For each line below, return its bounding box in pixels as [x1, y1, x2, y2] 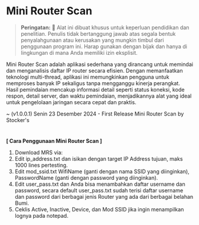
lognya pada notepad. [14, 212, 69, 220]
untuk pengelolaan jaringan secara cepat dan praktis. [6, 98, 137, 105]
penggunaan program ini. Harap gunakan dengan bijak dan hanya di [20, 43, 187, 50]
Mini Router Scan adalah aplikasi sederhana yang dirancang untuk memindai [6, 61, 194, 68]
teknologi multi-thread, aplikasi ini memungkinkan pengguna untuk [6, 73, 169, 80]
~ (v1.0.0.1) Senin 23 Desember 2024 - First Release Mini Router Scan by [6, 110, 184, 117]
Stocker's [6, 116, 30, 123]
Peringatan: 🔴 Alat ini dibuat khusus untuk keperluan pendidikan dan [20, 24, 189, 31]
